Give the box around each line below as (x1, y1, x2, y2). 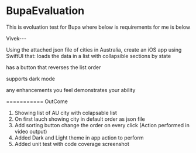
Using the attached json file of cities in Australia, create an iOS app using (6, 46, 182, 53)
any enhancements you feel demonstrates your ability (6, 86, 136, 93)
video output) (14, 128, 47, 135)
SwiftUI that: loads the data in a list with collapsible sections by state (6, 52, 171, 59)
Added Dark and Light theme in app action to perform (14, 134, 144, 141)
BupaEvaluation (6, 4, 85, 18)
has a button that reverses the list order (6, 63, 101, 71)
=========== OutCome (6, 98, 68, 105)
